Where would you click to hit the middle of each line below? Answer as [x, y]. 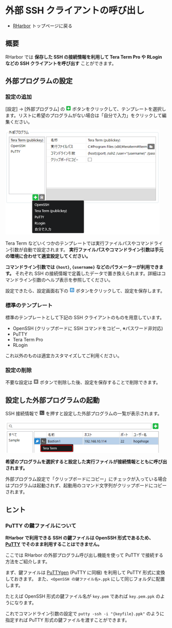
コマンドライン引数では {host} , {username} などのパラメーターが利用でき [82, 267]
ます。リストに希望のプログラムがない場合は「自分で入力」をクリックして [84, 116]
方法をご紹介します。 [28, 562]
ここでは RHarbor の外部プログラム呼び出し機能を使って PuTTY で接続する [84, 555]
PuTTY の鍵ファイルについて [41, 526]
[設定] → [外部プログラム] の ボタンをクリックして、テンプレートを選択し [86, 109]
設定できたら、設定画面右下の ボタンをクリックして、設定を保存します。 [85, 290]
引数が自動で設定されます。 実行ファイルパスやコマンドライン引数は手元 [87, 249]
